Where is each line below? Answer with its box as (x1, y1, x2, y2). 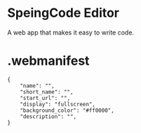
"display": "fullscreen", (20, 101, 96, 108)
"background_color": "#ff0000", (20, 107, 114, 114)
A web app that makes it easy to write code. (7, 28, 135, 37)
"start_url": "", (20, 94, 71, 101)
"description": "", (20, 113, 77, 120)
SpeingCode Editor (7, 5, 120, 21)
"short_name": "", (20, 88, 74, 96)
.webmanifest (7, 53, 90, 69)
